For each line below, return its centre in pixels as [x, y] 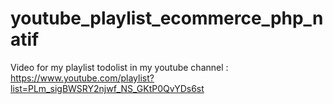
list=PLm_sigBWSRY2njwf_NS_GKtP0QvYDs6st [107, 88]
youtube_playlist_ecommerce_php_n [167, 18]
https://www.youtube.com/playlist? [82, 78]
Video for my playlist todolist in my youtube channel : [119, 67]
